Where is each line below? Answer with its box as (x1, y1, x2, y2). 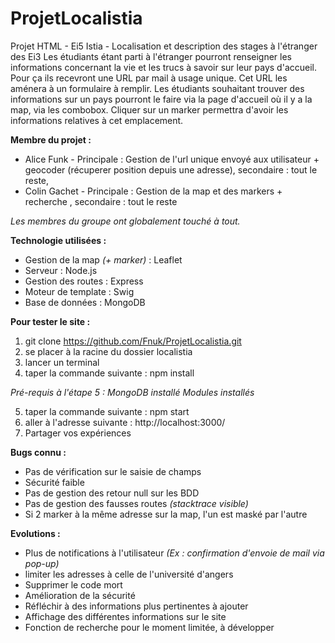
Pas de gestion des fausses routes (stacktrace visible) (24, 497, 249, 509)
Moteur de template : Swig (24, 285, 135, 297)
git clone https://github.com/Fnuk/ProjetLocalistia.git (24, 335, 242, 347)
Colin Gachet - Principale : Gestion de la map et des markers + (24, 185, 283, 197)
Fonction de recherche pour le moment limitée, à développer (24, 621, 275, 633)
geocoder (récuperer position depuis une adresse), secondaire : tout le (24, 163, 318, 176)
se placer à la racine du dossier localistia (24, 345, 193, 357)
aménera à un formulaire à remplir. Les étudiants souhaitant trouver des (10, 82, 305, 94)
